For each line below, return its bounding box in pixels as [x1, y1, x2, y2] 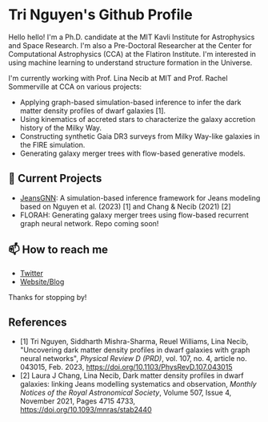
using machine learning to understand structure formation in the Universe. [8, 58, 253, 67]
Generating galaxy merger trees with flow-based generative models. [19, 148, 246, 158]
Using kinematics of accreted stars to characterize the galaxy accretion [19, 114, 256, 124]
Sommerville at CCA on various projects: [8, 82, 142, 91]
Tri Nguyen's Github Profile [8, 6, 194, 24]
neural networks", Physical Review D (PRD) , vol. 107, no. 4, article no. [19, 354, 248, 363]
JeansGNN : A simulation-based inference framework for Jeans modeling [19, 193, 261, 202]
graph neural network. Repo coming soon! [19, 218, 159, 228]
